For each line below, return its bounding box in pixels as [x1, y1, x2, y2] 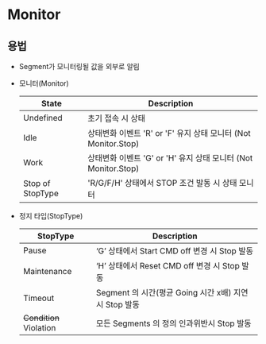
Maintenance [22, 266, 72, 276]
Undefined [22, 113, 63, 123]
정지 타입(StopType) [18, 211, 83, 220]
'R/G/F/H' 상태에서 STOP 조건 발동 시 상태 [87, 177, 237, 188]
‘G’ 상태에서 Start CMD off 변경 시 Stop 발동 [95, 245, 253, 256]
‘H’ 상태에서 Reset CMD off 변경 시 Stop [95, 261, 240, 271]
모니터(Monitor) [18, 79, 69, 88]
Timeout [22, 292, 55, 303]
